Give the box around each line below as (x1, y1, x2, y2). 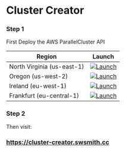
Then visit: (6, 123, 32, 130)
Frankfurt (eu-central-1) (9, 92, 79, 100)
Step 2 (6, 110, 26, 118)
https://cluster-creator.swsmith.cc (6, 138, 110, 146)
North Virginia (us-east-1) (9, 63, 84, 71)
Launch (92, 52, 115, 61)
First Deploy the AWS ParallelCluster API (6, 38, 105, 45)
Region (36, 52, 57, 61)
